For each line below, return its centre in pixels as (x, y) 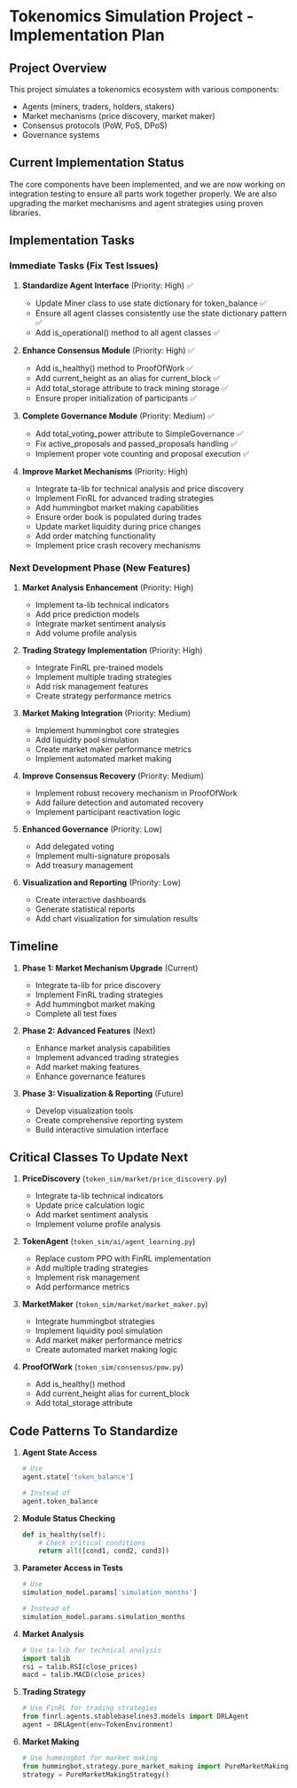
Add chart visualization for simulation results (117, 918)
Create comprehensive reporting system (109, 1120)
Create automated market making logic (106, 1350)
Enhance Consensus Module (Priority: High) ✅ (108, 350)
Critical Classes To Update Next (99, 1157)
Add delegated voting (75, 846)
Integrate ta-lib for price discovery (98, 985)
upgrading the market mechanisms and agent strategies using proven (136, 203)
